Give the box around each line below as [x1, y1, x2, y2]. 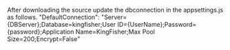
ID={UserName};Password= [116, 21, 197, 28]
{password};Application [7, 27, 74, 36]
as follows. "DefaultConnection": [7, 13, 100, 21]
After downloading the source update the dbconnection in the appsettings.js [7, 6, 224, 14]
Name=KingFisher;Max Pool [75, 27, 155, 36]
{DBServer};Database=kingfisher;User [7, 21, 116, 28]
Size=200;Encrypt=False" [7, 35, 81, 43]
